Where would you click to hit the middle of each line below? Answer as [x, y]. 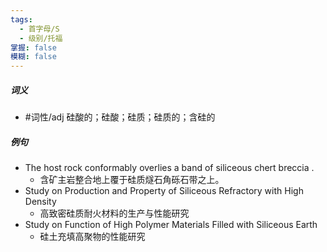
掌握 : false [33, 47]
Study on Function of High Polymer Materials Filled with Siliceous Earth [171, 225]
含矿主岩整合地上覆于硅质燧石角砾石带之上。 [132, 180]
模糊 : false [33, 57]
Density [40, 202]
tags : [21, 19]
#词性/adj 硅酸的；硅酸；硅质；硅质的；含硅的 [120, 117]
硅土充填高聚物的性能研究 [92, 237]
